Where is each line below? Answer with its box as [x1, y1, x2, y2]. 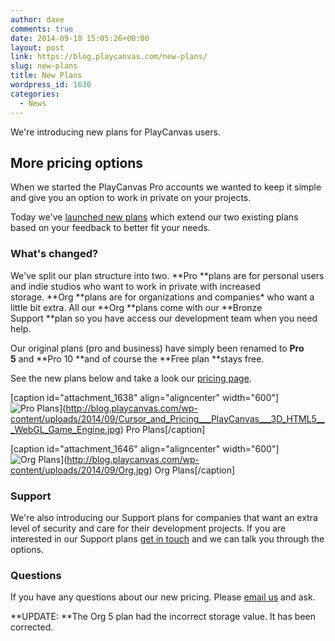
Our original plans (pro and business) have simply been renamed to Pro [10, 342, 305, 354]
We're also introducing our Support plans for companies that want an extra [10, 511, 318, 523]
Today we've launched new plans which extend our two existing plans [10, 211, 299, 223]
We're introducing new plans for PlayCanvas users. [10, 126, 221, 138]
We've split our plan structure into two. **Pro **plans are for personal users [10, 269, 325, 281]
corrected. [10, 621, 54, 633]
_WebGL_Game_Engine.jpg [10, 423, 121, 435]
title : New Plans [10, 71, 83, 81]
